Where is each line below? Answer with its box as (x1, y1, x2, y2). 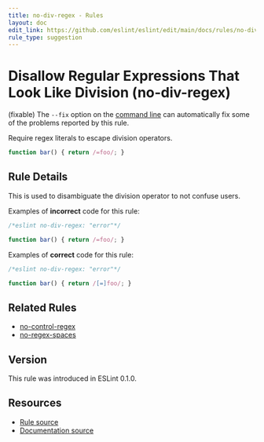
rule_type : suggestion (8, 33, 82, 42)
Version (8, 353, 47, 366)
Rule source (19, 417, 59, 426)
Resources (8, 396, 62, 410)
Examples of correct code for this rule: (8, 250, 134, 259)
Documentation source (19, 426, 94, 435)
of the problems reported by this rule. (8, 119, 130, 128)
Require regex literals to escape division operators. (8, 133, 173, 143)
